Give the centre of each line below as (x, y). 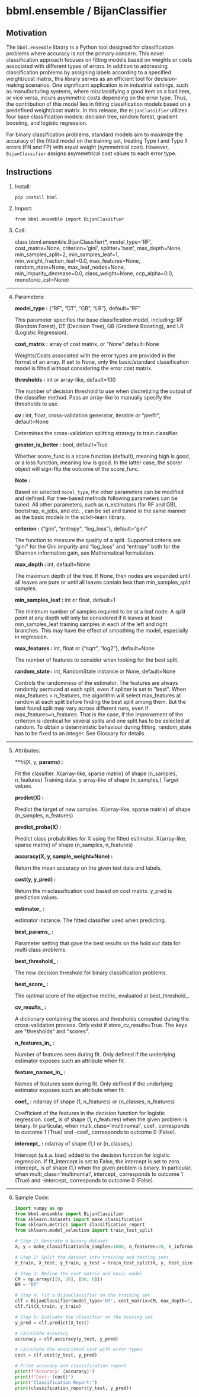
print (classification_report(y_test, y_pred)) (73, 1388)
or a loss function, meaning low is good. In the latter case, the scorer (98, 462)
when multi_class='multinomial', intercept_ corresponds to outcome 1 (99, 1174)
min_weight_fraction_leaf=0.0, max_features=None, (78, 260)
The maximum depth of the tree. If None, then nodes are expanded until (102, 575)
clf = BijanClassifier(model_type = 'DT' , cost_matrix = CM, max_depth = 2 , (104, 1301)
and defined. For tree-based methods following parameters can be (96, 498)
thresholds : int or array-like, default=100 (65, 379)
